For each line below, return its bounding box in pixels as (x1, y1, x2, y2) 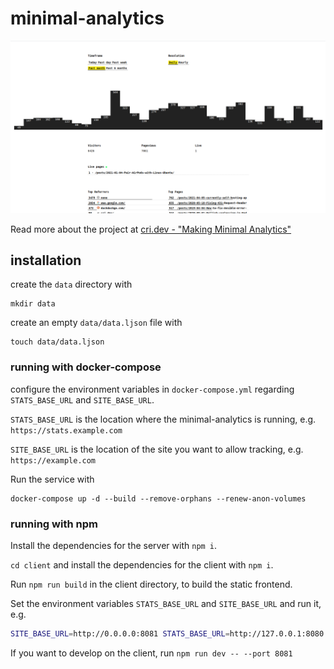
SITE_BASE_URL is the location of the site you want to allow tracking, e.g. (10, 443, 304, 455)
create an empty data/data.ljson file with (10, 317, 183, 329)
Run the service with (10, 473, 95, 485)
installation (10, 252, 82, 269)
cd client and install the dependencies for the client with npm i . (10, 558, 274, 571)
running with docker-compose (10, 360, 162, 374)
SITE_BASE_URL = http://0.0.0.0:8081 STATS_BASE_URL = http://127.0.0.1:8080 (10, 628, 325, 639)
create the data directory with (10, 278, 133, 291)
